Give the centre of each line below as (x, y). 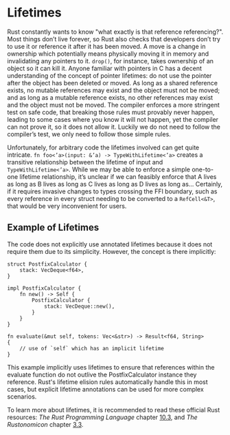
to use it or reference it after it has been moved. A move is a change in (106, 46)
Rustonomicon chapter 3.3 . (45, 424)
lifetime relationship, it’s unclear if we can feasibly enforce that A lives (118, 176)
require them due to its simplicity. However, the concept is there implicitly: (112, 251)
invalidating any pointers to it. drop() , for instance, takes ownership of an (111, 61)
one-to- (203, 169)
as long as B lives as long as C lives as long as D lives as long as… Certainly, (115, 184)
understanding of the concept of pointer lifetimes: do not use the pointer (110, 75)
